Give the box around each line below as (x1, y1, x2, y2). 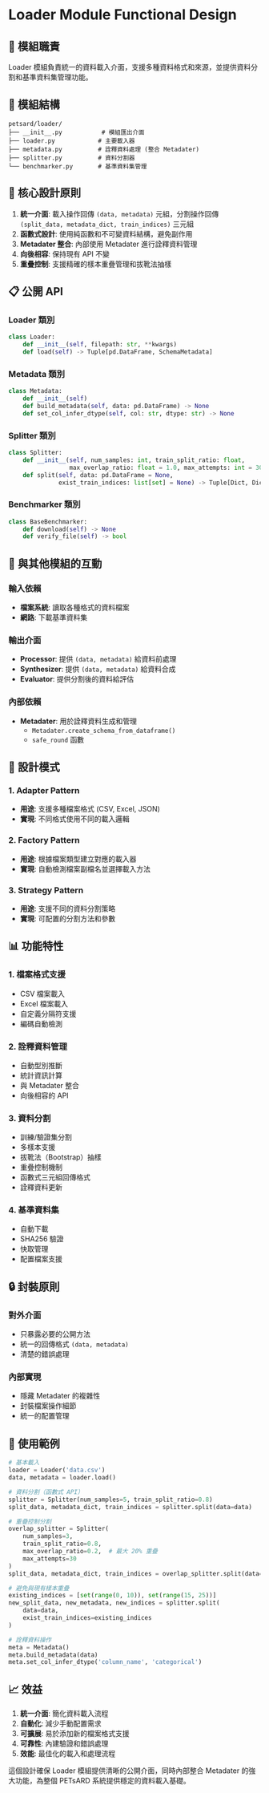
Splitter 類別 (8, 430, 56, 441)
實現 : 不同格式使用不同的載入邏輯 (19, 814, 130, 824)
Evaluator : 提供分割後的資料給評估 (19, 674, 134, 684)
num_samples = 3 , (22, 1532, 74, 1540)
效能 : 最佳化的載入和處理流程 (19, 1749, 116, 1759)
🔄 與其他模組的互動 (8, 557, 102, 570)
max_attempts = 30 (22, 1554, 78, 1563)
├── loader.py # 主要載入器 (8, 136, 135, 145)
